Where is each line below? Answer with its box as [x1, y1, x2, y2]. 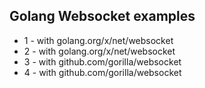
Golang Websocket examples [9, 8, 196, 25]
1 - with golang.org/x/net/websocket [23, 34, 174, 46]
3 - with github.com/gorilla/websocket [23, 55, 182, 68]
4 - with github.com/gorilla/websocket [23, 66, 182, 78]
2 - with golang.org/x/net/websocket [23, 45, 176, 57]
